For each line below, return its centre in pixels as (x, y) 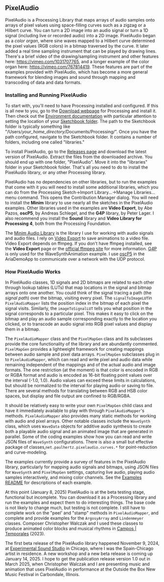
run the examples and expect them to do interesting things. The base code (80, 503)
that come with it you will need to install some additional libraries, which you (82, 187)
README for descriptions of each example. (48, 483)
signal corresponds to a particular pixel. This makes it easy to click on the (79, 314)
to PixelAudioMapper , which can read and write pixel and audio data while (79, 360)
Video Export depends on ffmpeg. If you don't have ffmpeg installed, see (79, 243)
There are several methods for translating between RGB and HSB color (76, 391)
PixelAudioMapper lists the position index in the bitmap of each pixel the (77, 303)
